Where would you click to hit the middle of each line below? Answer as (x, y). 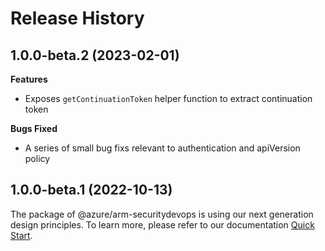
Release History (77, 18)
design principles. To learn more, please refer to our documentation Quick (162, 224)
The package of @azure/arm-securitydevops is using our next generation (162, 214)
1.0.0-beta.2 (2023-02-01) (95, 55)
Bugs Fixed (34, 128)
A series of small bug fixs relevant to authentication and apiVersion (162, 148)
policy (37, 158)
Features (29, 79)
